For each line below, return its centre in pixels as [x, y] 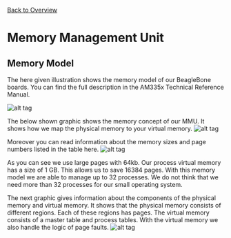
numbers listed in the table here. [53, 149]
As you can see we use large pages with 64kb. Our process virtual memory [114, 162]
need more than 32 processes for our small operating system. [95, 185]
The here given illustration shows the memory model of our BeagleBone [109, 80]
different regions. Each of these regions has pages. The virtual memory [109, 212]
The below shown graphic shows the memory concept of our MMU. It [106, 121]
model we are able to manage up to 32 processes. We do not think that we [113, 177]
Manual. [19, 95]
